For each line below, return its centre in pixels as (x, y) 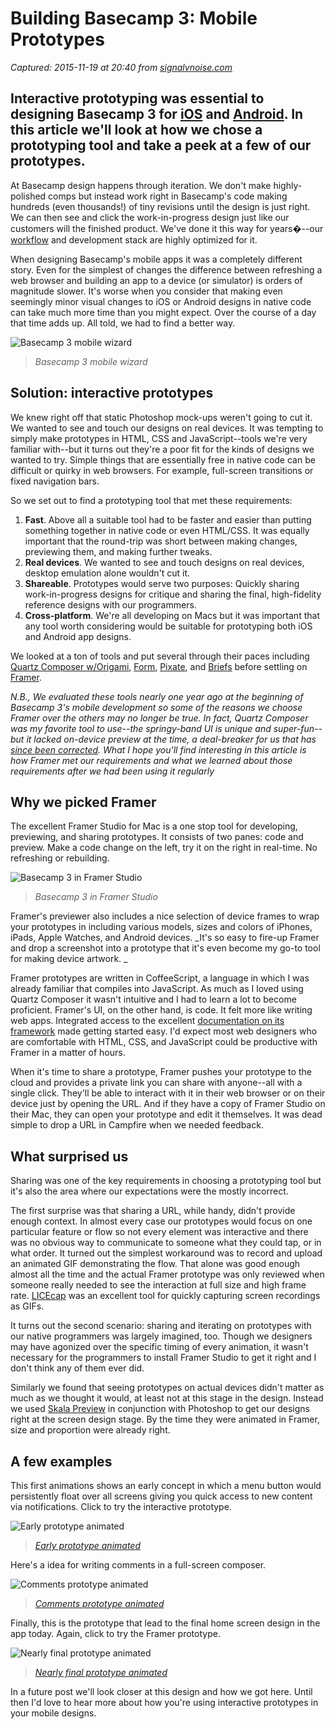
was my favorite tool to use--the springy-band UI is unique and (141, 728)
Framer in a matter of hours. (68, 1053)
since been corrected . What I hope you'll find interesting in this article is (158, 749)
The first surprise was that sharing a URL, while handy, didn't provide (153, 1211)
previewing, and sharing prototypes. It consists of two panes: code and (157, 837)
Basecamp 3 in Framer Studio (96, 897)
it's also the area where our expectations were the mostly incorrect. (149, 1191)
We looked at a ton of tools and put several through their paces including (160, 656)
